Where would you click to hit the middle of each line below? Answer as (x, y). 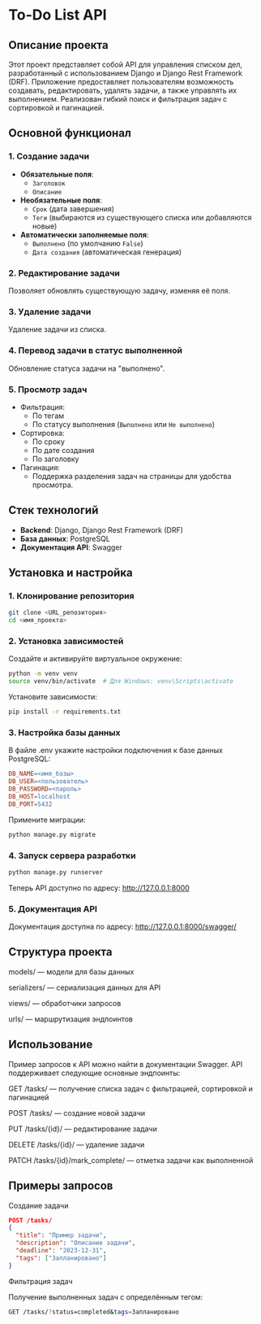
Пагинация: (40, 467)
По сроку (48, 442)
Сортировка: (42, 433)
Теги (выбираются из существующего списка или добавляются (142, 217)
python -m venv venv (43, 674)
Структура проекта (60, 952)
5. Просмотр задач (48, 390)
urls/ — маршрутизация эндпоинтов (71, 1019)
